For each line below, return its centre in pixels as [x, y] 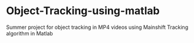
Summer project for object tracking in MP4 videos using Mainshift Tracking [97, 27]
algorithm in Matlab [29, 33]
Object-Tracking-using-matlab [83, 11]
